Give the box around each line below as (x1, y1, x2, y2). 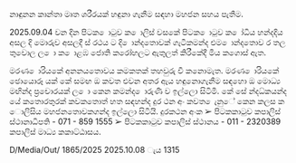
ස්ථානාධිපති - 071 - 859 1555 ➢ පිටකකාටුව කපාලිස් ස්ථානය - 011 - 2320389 (9, 116, 282, 127)
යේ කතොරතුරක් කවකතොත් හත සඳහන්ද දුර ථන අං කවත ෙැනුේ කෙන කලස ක (9, 96, 285, 106)
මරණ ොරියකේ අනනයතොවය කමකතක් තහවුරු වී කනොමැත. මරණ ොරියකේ (9, 65, 280, 76)
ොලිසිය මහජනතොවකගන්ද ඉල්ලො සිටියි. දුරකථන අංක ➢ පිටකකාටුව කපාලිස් (9, 106, 282, 117)
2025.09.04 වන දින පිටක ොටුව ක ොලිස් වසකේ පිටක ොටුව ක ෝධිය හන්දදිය (9, 27, 283, 37)
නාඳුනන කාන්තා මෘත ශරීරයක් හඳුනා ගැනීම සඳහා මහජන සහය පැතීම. (9, 9, 244, 19)
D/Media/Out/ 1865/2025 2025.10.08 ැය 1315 (9, 145, 180, 155)
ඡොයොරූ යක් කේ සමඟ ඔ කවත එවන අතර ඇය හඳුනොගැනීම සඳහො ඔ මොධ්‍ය (9, 75, 282, 86)
